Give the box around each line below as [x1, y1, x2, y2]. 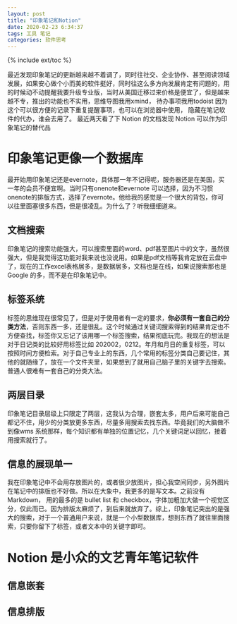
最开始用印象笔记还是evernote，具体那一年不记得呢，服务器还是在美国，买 [7, 176, 225, 184]
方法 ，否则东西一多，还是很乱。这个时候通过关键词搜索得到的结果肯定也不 [13, 322, 230, 331]
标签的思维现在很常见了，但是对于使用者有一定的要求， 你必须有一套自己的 [7, 313, 224, 322]
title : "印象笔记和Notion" [7, 17, 81, 24]
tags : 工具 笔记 [7, 30, 51, 37]
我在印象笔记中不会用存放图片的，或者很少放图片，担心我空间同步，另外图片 [7, 478, 230, 487]
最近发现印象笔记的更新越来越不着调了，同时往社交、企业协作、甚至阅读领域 [7, 71, 230, 79]
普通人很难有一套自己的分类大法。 [7, 366, 107, 374]
